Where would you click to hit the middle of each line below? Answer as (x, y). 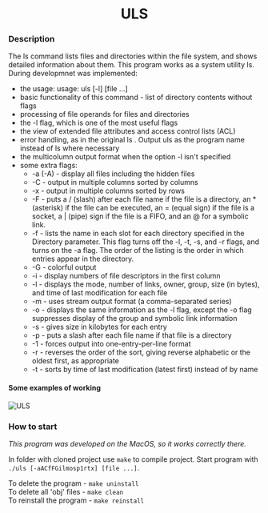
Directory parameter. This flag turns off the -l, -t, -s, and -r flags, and (146, 242)
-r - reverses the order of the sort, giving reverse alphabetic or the (141, 352)
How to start (33, 427)
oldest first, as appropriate (76, 361)
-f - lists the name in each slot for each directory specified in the (138, 234)
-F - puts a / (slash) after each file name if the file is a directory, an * (144, 199)
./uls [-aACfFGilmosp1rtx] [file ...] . (74, 467)
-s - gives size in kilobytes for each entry (100, 327)
